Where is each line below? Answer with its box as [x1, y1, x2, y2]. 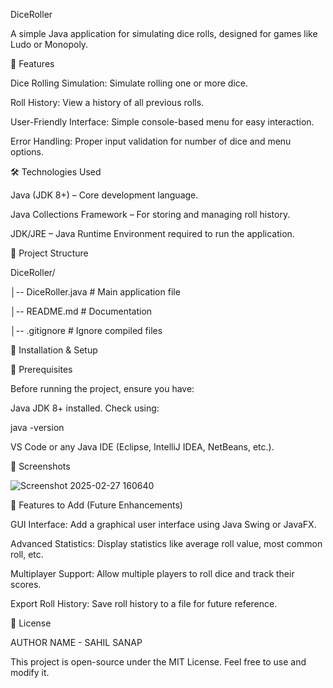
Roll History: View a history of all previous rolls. [10, 97, 205, 108]
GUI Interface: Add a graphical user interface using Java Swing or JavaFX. [10, 519, 317, 530]
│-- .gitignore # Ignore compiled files [10, 325, 163, 336]
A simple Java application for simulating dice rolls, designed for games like [10, 28, 318, 39]
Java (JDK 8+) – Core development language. [10, 189, 199, 201]
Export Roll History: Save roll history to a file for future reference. [10, 598, 278, 609]
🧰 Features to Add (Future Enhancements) [10, 499, 183, 511]
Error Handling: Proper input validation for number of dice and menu [10, 135, 292, 147]
